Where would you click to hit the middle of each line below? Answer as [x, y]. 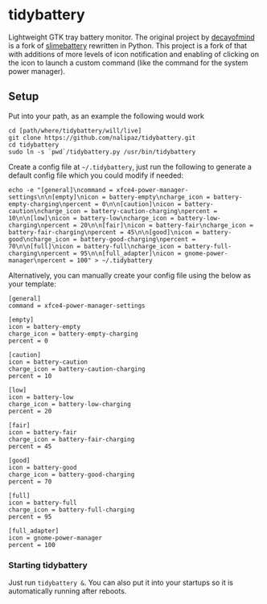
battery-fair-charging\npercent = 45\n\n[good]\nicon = [104, 232]
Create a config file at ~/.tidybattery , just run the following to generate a [130, 166]
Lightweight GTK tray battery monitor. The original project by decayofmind [131, 37]
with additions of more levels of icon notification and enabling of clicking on [134, 54]
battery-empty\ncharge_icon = [160, 197]
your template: [32, 284]
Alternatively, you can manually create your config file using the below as [130, 275]
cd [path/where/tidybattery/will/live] [75, 130]
